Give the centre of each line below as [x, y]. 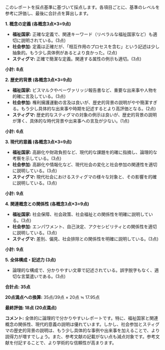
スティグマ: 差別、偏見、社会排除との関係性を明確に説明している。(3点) [85, 239]
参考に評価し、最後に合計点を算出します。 [48, 13]
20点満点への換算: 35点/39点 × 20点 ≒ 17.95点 [52, 297]
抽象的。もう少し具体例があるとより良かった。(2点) [65, 53]
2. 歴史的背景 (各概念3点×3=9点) [39, 80]
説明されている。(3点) [43, 40]
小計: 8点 [14, 69]
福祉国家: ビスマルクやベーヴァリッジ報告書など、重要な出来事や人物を [85, 90]
